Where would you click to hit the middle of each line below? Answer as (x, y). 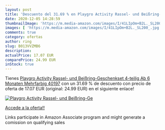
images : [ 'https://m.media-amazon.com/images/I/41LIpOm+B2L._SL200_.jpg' (83, 28)
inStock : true (20, 64)
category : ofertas (24, 37)
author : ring (18, 42)
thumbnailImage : (22, 23)
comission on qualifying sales (35, 123)
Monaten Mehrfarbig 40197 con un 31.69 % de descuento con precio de (78, 83)
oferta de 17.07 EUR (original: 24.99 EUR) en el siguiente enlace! (70, 89)
